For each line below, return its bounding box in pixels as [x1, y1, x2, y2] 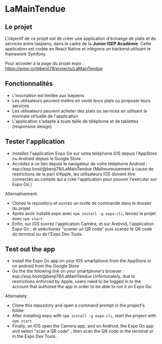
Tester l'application [5, 137, 65, 146]
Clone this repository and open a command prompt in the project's [12, 302, 145, 309]
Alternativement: [5, 191, 38, 197]
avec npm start [12, 215, 43, 221]
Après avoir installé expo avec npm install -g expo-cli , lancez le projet [12, 210, 156, 216]
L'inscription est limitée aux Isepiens [12, 92, 85, 98]
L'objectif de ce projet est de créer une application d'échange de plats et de [5, 35, 156, 41]
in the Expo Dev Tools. [12, 333, 57, 339]
